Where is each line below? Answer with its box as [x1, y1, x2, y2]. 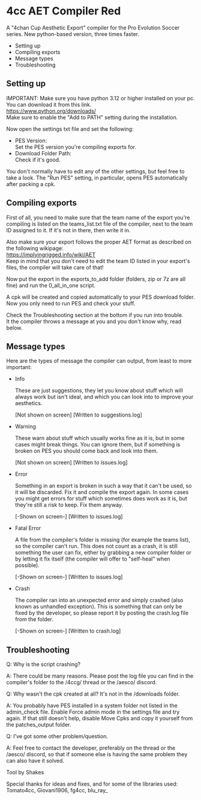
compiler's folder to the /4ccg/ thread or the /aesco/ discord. [6, 679, 157, 686]
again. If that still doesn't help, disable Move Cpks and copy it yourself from [6, 715, 193, 722]
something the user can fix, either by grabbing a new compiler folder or [14, 549, 192, 556]
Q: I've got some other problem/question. [6, 733, 109, 740]
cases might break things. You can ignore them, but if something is [14, 441, 181, 448]
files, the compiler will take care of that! [6, 263, 104, 271]
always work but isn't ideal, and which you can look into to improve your [14, 393, 194, 400]
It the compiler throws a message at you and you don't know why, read [6, 317, 182, 325]
